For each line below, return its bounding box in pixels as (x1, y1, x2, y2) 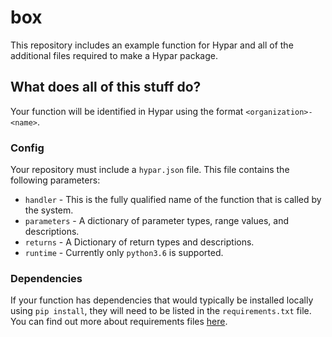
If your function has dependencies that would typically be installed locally (10, 294, 314, 306)
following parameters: (10, 174, 101, 186)
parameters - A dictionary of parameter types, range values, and (24, 215, 289, 227)
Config (10, 141, 45, 155)
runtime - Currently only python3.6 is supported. (24, 247, 224, 259)
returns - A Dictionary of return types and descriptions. (24, 236, 255, 248)
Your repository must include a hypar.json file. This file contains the (10, 164, 290, 176)
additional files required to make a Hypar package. (10, 49, 219, 61)
